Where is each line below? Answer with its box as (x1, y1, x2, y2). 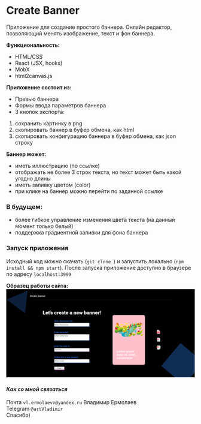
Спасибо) (6, 411, 31, 419)
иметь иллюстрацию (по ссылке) (14, 162, 100, 169)
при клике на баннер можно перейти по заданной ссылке (14, 187, 163, 195)
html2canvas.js (14, 72, 53, 79)
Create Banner (6, 4, 80, 17)
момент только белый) (14, 222, 74, 230)
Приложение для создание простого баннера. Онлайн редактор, (6, 23, 172, 31)
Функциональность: (6, 41, 60, 49)
